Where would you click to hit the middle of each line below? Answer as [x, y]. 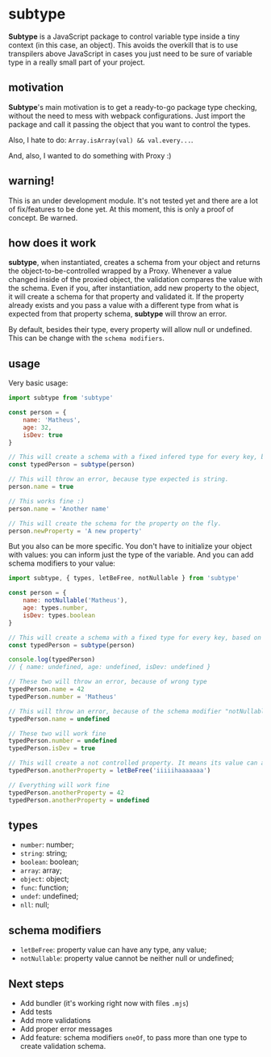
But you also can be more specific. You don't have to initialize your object [130, 546]
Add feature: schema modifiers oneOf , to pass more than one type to [133, 1038]
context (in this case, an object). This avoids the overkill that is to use [123, 44]
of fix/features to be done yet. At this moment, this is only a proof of [121, 209]
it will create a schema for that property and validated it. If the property [126, 297]
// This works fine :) [46, 501]
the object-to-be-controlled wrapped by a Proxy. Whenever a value [120, 271]
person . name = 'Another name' [59, 509]
